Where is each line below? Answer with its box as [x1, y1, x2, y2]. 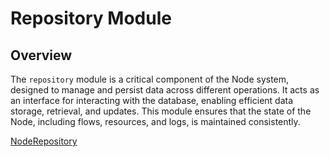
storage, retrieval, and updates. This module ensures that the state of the [10, 105, 312, 117]
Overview [10, 47, 73, 64]
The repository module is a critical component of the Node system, [10, 73, 290, 85]
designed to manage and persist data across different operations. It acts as [10, 84, 320, 96]
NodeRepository [10, 135, 78, 147]
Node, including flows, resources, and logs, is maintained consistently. [10, 116, 301, 127]
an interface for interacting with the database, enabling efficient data [10, 95, 294, 106]
